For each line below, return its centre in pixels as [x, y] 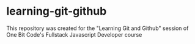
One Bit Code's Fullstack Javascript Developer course [74, 34]
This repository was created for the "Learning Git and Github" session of [97, 28]
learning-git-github [57, 11]
